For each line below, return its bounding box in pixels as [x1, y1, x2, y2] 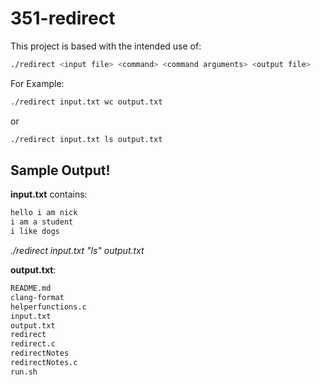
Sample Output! [10, 162, 111, 179]
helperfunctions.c [10, 302, 87, 312]
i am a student [10, 217, 74, 227]
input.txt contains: [10, 188, 88, 201]
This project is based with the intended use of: [10, 40, 202, 52]
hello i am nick [10, 208, 78, 218]
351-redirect [10, 7, 116, 30]
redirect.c [10, 339, 56, 349]
